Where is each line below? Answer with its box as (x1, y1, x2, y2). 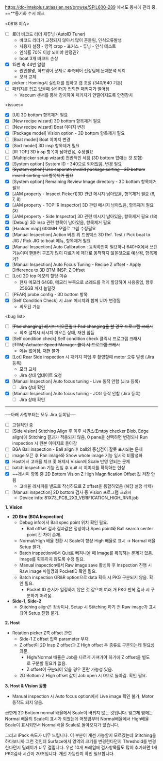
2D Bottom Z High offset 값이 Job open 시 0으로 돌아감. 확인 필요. (19, 672, 147, 678)
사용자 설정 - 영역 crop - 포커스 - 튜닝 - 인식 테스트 (19, 43, 116, 49)
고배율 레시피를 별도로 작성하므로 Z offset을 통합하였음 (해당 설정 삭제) (19, 483, 153, 489)
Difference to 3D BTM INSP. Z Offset (12, 267, 85, 273)
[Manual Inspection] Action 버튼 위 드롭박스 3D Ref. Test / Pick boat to (12, 232, 150, 238)
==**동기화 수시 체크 (5, 10, 45, 16)
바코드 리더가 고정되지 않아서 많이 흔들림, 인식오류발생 (19, 37, 122, 43)
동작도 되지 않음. (12, 699, 44, 705)
